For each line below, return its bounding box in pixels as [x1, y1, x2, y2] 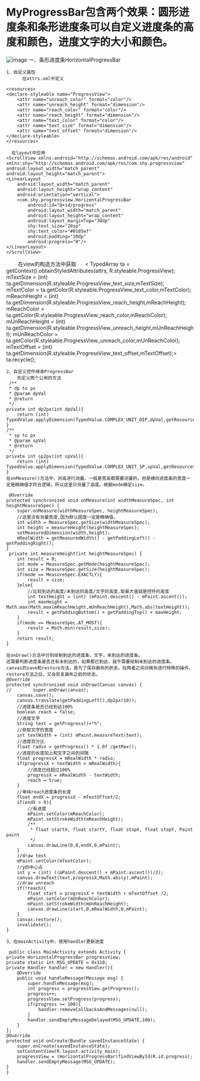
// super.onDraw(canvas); [6, 687, 89, 693]
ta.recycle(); [6, 356, 36, 363]
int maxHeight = [27, 598, 68, 605]
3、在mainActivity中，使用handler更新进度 [6, 938, 104, 944]
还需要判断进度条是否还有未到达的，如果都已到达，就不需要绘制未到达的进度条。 [6, 658, 174, 665]
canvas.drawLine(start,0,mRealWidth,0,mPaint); [27, 906, 148, 912]
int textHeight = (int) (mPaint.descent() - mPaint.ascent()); [27, 594, 187, 600]
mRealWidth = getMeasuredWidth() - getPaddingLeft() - [17, 535, 156, 541]
